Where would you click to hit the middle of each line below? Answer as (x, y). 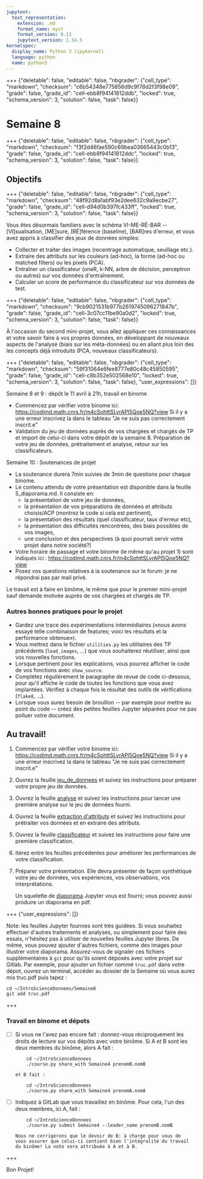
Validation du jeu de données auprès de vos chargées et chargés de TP (104, 431)
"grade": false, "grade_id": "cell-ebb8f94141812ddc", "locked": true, (91, 154)
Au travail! (26, 734)
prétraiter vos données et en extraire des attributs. (78, 823)
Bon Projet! (20, 1169)
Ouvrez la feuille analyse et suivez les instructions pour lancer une (98, 798)
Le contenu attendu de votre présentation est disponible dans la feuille (103, 487)
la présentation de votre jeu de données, (75, 500)
